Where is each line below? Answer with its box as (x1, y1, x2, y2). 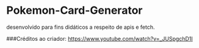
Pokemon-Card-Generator (6, 4, 143, 17)
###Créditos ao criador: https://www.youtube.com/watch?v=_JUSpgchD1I (6, 35, 194, 42)
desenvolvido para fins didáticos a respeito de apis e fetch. (6, 23, 155, 31)
